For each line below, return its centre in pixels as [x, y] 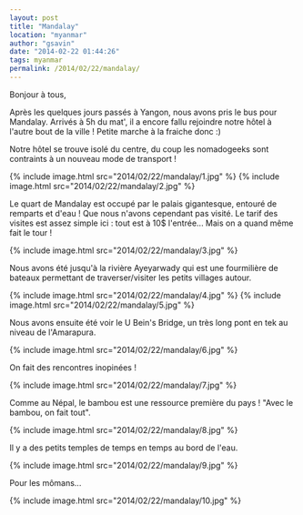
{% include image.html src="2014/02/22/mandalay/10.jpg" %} [126, 500]
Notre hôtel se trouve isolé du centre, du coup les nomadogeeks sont [139, 149]
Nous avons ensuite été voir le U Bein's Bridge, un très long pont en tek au [149, 322]
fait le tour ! [31, 232]
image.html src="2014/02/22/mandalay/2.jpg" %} [102, 186]
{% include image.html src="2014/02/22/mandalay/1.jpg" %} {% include [145, 176]
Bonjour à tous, [38, 94]
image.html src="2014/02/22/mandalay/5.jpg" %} [102, 305]
